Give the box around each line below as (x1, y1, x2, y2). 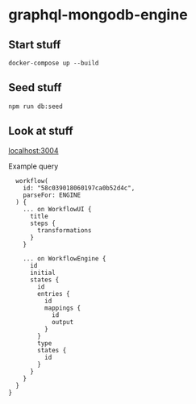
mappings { (44, 304, 81, 312)
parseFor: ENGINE (23, 191, 81, 199)
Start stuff (8, 38, 61, 52)
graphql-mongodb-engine (8, 6, 188, 24)
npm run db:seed (8, 102, 63, 110)
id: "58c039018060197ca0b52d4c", (23, 184, 136, 192)
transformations (37, 226, 92, 235)
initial (29, 269, 56, 277)
